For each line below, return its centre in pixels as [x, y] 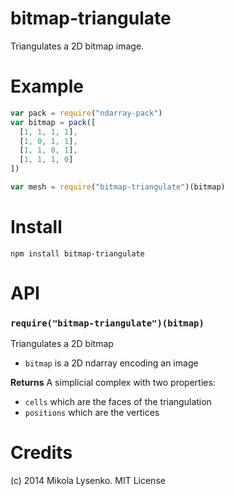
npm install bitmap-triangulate [77, 253]
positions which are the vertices [92, 413]
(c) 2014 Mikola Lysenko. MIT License [88, 481]
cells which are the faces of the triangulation [118, 402]
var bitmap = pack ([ [53, 122]
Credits [41, 453]
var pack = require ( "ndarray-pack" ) [86, 113]
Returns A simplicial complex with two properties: [113, 383]
